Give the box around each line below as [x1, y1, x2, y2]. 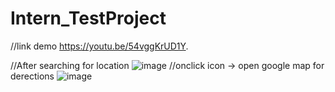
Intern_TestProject [10, 7, 167, 30]
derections [10, 70, 55, 82]
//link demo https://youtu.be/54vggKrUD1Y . [10, 40, 189, 52]
